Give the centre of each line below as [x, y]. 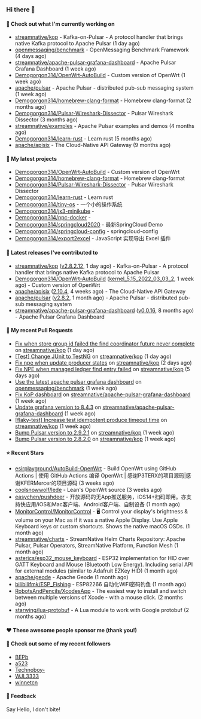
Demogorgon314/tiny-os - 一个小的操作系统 [68, 204]
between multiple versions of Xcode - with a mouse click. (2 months [99, 597]
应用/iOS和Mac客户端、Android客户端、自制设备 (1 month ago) [103, 504]
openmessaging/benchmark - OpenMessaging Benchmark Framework [102, 50]
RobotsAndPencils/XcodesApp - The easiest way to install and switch [100, 591]
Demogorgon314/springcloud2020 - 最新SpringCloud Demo [89, 225]
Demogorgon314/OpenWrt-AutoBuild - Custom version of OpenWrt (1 [100, 75]
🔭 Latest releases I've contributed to [52, 252]
